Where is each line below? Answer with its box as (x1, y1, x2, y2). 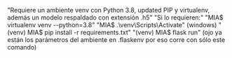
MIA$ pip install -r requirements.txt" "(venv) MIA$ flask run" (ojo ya (27, 28, 222, 36)
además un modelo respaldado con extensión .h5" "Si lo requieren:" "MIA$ (7, 13, 224, 22)
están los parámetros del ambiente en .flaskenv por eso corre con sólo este (7, 36, 226, 44)
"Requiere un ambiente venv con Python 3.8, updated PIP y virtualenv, (7, 6, 210, 14)
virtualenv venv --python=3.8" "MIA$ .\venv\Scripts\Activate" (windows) (7, 21, 217, 29)
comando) (7, 43, 37, 51)
